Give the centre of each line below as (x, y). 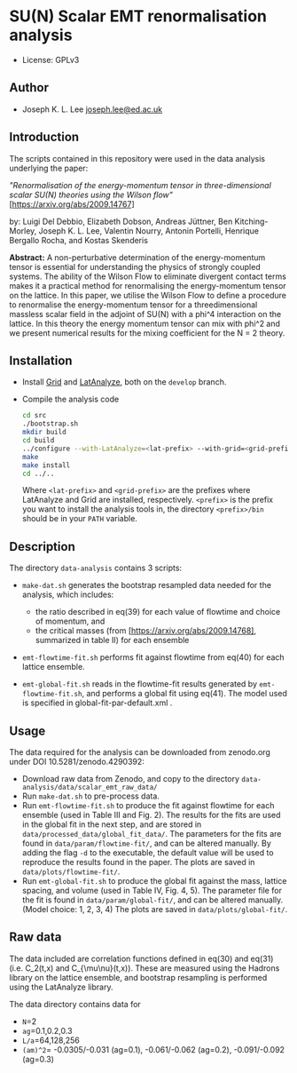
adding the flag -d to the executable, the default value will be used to (148, 853)
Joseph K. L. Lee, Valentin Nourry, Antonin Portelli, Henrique (149, 230)
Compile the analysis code (70, 399)
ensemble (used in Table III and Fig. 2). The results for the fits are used (151, 815)
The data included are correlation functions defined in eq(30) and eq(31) (141, 958)
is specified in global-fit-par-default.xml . (97, 703)
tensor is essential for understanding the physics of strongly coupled (135, 266)
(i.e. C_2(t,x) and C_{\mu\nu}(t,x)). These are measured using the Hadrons (145, 968)
